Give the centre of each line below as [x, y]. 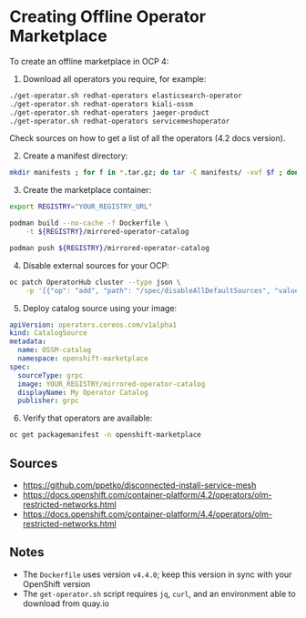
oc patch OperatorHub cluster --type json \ [95, 282]
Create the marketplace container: [87, 190]
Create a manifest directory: [75, 156]
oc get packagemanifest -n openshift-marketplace [106, 435]
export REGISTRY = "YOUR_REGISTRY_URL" [81, 207]
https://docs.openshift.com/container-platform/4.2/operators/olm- [147, 495]
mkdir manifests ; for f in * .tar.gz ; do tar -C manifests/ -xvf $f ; [146, 173]
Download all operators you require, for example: [114, 78]
